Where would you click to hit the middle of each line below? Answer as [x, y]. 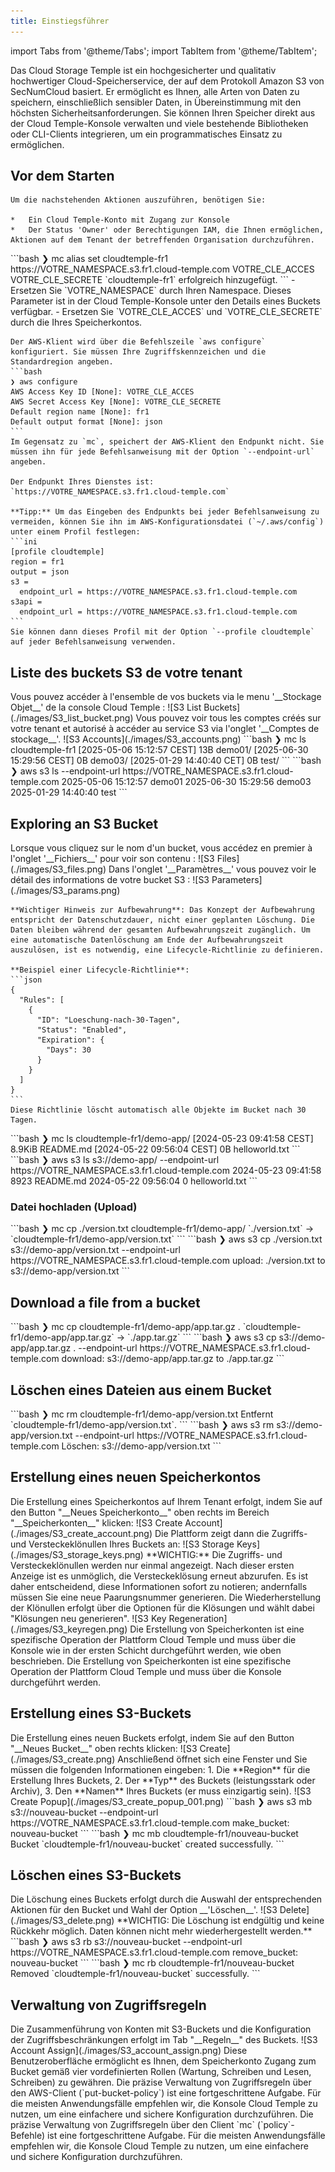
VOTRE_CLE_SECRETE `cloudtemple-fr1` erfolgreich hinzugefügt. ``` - [153, 280]
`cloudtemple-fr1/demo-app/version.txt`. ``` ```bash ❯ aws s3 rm [142, 1424]
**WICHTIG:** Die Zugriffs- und [214, 1554]
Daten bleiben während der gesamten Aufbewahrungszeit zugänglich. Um [160, 930]
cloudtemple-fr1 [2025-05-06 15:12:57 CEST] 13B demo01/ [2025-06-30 [159, 750]
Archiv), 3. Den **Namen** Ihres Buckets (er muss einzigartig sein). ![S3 [161, 1791]
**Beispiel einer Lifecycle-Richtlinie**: [100, 970]
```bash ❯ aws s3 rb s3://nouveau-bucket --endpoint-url [126, 1942]
